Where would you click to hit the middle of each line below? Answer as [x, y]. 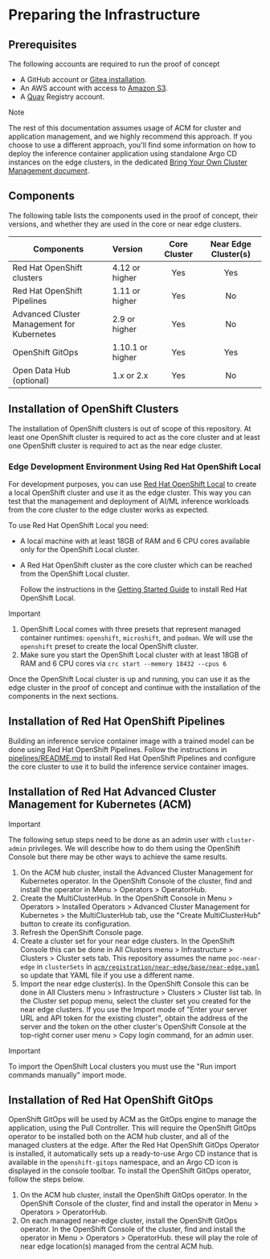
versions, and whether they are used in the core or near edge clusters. [125, 224]
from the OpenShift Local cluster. [75, 573]
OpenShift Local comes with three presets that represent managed [130, 629]
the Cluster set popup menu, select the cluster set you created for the [135, 1000]
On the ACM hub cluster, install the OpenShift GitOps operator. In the [133, 1195]
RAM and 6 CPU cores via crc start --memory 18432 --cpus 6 [123, 663]
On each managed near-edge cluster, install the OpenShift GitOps [129, 1221]
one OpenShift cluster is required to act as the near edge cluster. [115, 446]
